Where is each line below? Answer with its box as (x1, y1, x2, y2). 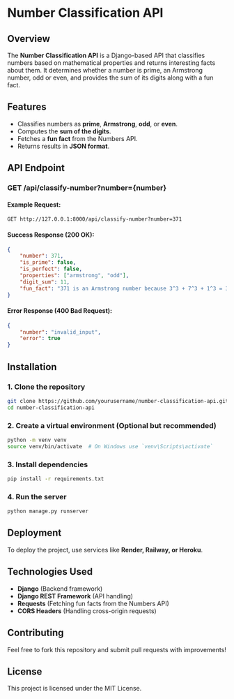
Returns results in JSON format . (17, 142, 110, 150)
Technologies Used (7, 566, 93, 577)
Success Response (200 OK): (7, 230, 95, 239)
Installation (7, 361, 57, 373)
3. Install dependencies (7, 459, 88, 469)
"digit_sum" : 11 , (19, 278, 70, 286)
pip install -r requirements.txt (7, 476, 104, 483)
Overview (7, 33, 51, 45)
